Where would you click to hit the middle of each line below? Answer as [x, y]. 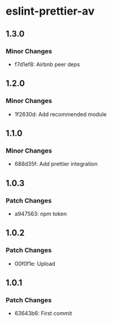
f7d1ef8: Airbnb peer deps [47, 64]
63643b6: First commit [43, 313]
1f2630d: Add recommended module [60, 114]
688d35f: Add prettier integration [56, 164]
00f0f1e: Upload [35, 263]
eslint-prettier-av [50, 11]
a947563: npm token [41, 213]
